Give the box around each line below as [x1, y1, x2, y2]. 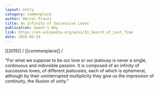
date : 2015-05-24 [5, 35, 41, 40]
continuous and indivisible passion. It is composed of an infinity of [5, 62, 139, 68]
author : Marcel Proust [5, 16, 52, 21]
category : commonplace [5, 12, 52, 17]
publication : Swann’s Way [5, 25, 58, 30]
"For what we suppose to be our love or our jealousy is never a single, [5, 57, 147, 63]
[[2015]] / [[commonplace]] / [5, 47, 63, 54]
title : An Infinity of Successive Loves [5, 21, 90, 26]
